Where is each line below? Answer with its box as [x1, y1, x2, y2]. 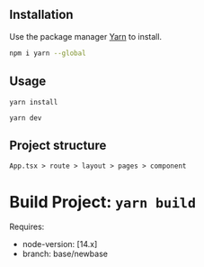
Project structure [9, 137, 107, 152]
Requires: [9, 221, 45, 233]
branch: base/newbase [22, 248, 108, 260]
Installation [9, 7, 74, 23]
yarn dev [9, 113, 42, 123]
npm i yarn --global [9, 49, 87, 58]
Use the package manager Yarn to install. [9, 31, 163, 41]
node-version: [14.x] [22, 239, 98, 250]
